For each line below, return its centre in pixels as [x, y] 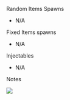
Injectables [20, 56]
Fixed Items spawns [31, 32]
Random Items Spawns [35, 9]
